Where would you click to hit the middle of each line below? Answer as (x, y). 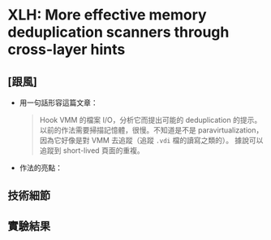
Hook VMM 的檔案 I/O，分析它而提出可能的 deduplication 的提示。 (151, 120)
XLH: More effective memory (108, 15)
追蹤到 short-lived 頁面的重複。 (92, 151)
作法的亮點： (41, 168)
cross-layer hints (67, 50)
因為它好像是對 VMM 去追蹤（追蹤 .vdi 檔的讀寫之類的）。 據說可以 (151, 140)
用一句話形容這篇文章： (58, 103)
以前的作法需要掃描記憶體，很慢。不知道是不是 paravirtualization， (151, 130)
